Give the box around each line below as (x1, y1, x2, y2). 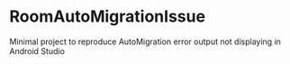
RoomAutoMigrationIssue (9, 6, 205, 27)
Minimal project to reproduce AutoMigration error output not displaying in (9, 36, 282, 47)
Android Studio (9, 45, 66, 56)
